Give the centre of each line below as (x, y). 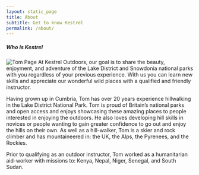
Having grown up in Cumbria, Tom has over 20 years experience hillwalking (99, 99)
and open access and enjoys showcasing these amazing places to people (96, 112)
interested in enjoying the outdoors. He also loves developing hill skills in (95, 118)
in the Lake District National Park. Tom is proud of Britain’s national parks (95, 105)
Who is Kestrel (25, 47)
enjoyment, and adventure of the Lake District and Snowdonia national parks (100, 68)
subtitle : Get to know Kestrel (45, 23)
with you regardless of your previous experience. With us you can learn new (99, 75)
